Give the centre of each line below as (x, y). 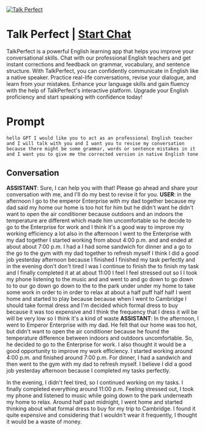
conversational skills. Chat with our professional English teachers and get (99, 58)
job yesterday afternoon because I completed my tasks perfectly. (88, 370)
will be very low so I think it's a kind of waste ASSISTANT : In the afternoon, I (102, 318)
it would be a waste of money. (44, 421)
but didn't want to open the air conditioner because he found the (88, 331)
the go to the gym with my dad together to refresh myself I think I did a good (102, 253)
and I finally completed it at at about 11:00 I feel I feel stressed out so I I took (102, 273)
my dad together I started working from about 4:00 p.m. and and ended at (100, 240)
